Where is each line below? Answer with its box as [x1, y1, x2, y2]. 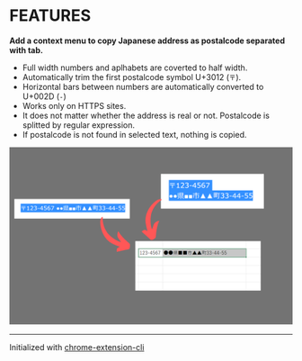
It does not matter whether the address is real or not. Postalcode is [22, 110, 270, 121]
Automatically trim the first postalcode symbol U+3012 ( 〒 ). [22, 71, 242, 82]
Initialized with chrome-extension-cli [9, 341, 145, 352]
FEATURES [9, 5, 92, 26]
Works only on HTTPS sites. [22, 100, 127, 111]
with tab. [9, 44, 43, 55]
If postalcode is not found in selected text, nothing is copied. [22, 129, 247, 140]
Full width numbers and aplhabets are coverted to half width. [22, 62, 248, 73]
